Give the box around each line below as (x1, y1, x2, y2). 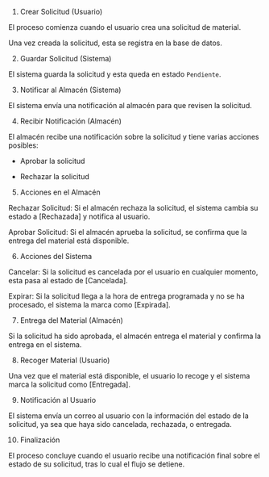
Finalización (19, 435, 60, 445)
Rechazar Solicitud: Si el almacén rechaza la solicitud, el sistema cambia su (8, 203, 259, 212)
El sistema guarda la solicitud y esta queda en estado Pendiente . (8, 69, 221, 79)
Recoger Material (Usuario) (19, 355, 110, 365)
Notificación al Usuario (19, 395, 97, 404)
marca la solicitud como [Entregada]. (8, 379, 131, 389)
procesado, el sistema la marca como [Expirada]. (8, 300, 171, 309)
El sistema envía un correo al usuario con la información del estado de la (8, 411, 250, 421)
